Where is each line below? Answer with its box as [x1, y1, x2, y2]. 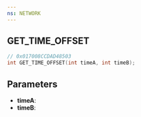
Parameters [7, 78, 58, 90]
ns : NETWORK [7, 10, 41, 17]
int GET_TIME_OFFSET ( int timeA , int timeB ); [7, 59, 136, 67]
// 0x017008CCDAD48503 [7, 53, 72, 60]
